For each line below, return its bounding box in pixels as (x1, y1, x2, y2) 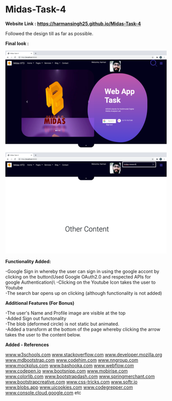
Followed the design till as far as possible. (5, 30, 94, 36)
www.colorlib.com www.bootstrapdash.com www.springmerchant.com (5, 373, 155, 379)
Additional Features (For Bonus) (5, 300, 75, 306)
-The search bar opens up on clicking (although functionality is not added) (5, 290, 162, 296)
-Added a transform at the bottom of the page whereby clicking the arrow (5, 326, 160, 332)
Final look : (5, 40, 29, 47)
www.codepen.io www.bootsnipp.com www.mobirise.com (5, 368, 128, 374)
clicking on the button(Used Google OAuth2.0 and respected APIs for (5, 273, 151, 280)
